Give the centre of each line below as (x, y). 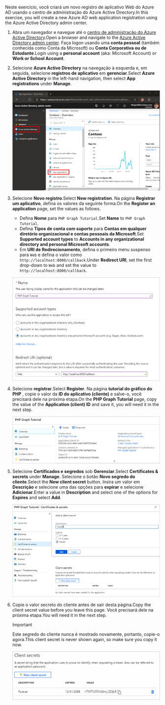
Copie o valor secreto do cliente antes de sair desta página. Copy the (82, 605)
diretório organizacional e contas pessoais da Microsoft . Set (82, 234)
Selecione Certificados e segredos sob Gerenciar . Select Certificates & (85, 471)
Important (22, 625)
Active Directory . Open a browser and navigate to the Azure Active (79, 37)
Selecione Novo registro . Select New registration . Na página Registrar (84, 198)
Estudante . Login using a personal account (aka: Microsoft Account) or (84, 53)
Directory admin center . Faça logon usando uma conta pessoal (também (86, 43)
